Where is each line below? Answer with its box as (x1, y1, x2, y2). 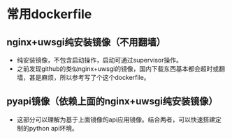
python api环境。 (29, 124, 78, 132)
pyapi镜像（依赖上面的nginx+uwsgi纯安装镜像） (6, 95, 218, 108)
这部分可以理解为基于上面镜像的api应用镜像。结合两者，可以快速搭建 (16, 115, 216, 124)
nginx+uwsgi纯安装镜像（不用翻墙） (6, 36, 166, 48)
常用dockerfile (6, 6, 92, 22)
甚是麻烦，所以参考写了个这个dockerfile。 (29, 74, 150, 81)
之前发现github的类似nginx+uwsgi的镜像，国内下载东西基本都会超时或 (16, 65, 219, 73)
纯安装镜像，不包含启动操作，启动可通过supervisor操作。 (16, 56, 183, 64)
